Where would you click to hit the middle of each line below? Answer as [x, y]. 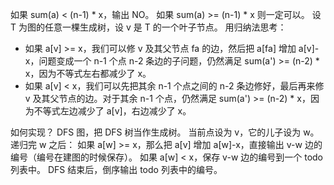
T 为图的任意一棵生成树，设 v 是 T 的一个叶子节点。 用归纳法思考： [148, 27]
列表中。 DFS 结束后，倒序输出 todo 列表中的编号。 [116, 169]
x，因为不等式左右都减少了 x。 [88, 73]
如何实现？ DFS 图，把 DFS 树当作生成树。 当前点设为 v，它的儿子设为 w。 [165, 132]
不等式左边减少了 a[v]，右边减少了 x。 [112, 111]
